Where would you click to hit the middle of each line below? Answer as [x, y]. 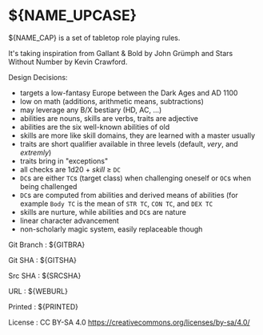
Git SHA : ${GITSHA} [43, 260]
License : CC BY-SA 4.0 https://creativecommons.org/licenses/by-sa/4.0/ [129, 322]
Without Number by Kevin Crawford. [68, 62]
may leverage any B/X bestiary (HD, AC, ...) [91, 110]
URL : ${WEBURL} [38, 291]
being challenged [48, 186]
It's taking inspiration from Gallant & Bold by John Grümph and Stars [121, 53]
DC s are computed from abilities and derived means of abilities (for [129, 195]
